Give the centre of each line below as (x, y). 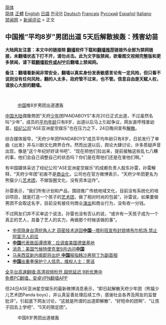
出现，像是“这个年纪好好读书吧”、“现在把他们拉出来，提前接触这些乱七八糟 (82, 151)
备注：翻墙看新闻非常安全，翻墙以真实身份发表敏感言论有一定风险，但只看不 (83, 72)
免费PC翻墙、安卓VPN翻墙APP (36, 278)
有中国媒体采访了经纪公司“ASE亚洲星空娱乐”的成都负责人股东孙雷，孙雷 (78, 167)
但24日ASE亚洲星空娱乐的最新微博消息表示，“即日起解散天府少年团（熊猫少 (82, 288)
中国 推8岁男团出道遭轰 (41, 105)
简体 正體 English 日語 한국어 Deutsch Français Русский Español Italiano (78, 14)
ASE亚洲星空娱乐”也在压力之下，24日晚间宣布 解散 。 (86, 128)
